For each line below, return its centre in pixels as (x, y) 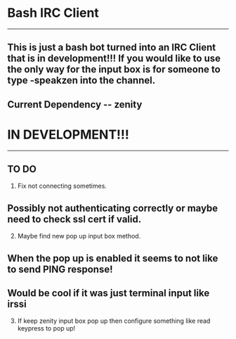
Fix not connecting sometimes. (62, 186)
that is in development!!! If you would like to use (114, 59)
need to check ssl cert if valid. (74, 219)
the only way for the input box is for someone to (114, 69)
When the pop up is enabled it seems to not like (113, 258)
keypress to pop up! (46, 328)
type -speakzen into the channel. (81, 81)
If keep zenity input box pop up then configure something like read (114, 321)
